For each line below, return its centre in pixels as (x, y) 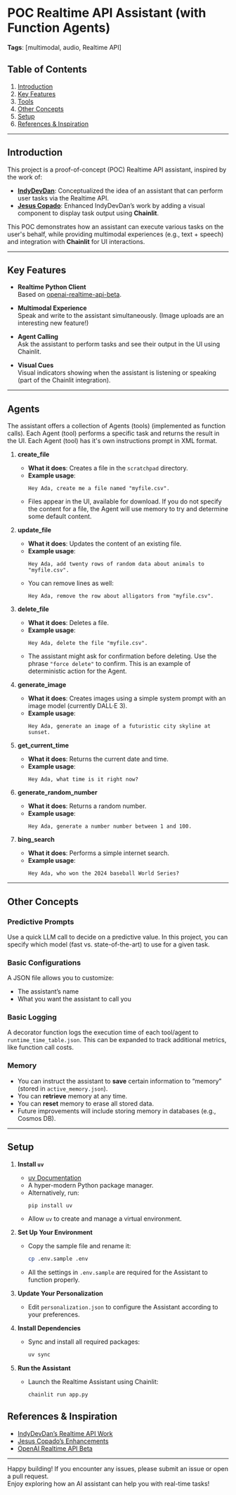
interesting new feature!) (53, 323)
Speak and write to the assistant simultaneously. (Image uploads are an (120, 316)
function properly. (54, 1280)
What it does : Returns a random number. (87, 806)
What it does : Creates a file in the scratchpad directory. (108, 468)
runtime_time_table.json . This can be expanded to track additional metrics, (117, 1040)
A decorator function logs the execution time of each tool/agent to (103, 1032)
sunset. (39, 733)
